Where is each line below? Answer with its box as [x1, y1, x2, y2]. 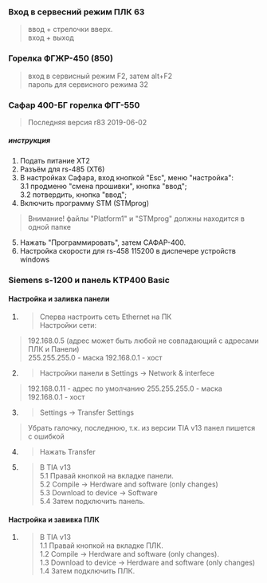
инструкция [8, 136, 50, 145]
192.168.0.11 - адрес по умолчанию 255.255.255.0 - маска [27, 384, 223, 393]
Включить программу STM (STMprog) [19, 198, 150, 207]
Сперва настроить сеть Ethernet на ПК [39, 312, 172, 321]
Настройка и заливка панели [8, 294, 110, 304]
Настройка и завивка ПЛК [8, 514, 100, 524]
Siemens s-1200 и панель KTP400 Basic [8, 274, 170, 286]
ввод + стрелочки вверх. [27, 25, 113, 34]
